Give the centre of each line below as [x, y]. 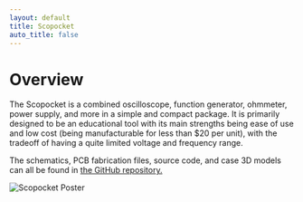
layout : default [40, 18]
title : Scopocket [42, 26]
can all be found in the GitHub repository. [86, 170]
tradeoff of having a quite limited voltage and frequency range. [127, 143]
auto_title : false [44, 34]
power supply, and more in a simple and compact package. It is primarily [145, 114]
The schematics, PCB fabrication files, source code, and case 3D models [146, 160]
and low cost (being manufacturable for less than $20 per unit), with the [143, 133]
